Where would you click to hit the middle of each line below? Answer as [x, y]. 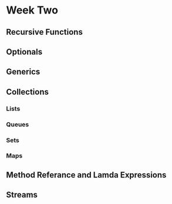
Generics [23, 72]
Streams [22, 195]
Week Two [32, 10]
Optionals [24, 51]
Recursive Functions [45, 32]
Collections [27, 92]
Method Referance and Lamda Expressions [86, 175]
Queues [18, 124]
